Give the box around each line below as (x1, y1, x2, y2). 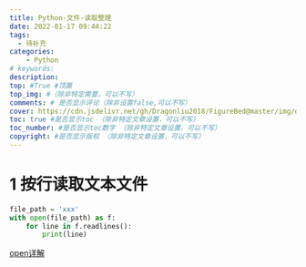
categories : (9, 47, 55, 56)
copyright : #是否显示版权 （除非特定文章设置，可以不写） (9, 132, 205, 141)
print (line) (42, 230, 88, 240)
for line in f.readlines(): (25, 221, 132, 231)
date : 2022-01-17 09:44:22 (9, 22, 112, 31)
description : (9, 73, 59, 82)
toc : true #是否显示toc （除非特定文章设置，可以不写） (9, 115, 200, 124)
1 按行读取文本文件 (9, 174, 148, 195)
